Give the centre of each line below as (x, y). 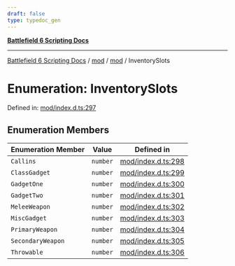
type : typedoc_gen (34, 20)
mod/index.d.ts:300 (152, 184)
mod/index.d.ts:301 (152, 195)
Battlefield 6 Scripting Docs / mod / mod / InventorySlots (88, 60)
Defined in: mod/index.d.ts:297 (52, 108)
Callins (23, 161)
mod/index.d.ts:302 (152, 207)
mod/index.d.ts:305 (152, 241)
